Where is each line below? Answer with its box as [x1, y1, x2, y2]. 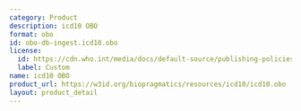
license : [9, 47, 42, 55]
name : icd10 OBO [9, 72, 70, 81]
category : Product [9, 13, 78, 22]
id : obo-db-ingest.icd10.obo [9, 38, 118, 47]
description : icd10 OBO [9, 21, 99, 30]
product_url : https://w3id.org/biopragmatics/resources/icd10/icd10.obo [9, 80, 287, 89]
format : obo [9, 30, 54, 38]
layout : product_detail [9, 88, 99, 97]
